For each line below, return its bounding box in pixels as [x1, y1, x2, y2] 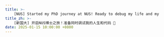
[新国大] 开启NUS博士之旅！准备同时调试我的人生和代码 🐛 [14, 20, 116, 25]
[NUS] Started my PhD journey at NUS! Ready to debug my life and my [14, 12, 160, 16]
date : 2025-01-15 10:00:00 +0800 [5, 25, 74, 30]
